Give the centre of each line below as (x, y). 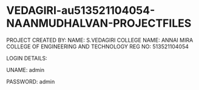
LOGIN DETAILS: (27, 58)
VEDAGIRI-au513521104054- (81, 11)
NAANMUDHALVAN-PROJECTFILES (99, 23)
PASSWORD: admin (31, 82)
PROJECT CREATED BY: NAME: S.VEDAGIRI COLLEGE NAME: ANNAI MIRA (100, 40)
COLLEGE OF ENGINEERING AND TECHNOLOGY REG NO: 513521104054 (98, 47)
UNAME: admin (25, 69)
